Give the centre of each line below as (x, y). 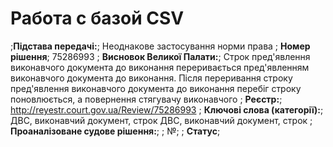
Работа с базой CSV (97, 18)
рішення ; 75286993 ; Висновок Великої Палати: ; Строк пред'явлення (160, 56)
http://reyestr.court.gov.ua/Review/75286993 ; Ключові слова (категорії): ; (167, 109)
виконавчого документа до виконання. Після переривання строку (151, 78)
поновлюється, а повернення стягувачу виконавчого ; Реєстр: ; (146, 99)
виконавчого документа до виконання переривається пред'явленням (160, 67)
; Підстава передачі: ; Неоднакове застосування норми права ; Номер (160, 46)
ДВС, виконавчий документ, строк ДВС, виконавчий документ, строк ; (161, 120)
